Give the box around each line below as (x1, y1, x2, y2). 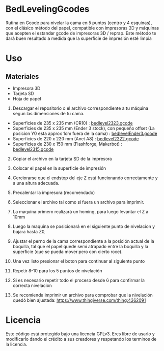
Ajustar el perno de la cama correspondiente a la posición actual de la (12, 238, 154, 244)
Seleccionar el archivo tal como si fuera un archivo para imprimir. (12, 199, 144, 205)
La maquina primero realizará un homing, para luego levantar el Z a (12, 208, 149, 215)
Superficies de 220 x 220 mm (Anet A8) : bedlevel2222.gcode (12, 135, 139, 141)
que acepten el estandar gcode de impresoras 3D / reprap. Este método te (5, 30, 157, 36)
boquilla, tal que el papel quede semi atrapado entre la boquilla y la (12, 243, 149, 249)
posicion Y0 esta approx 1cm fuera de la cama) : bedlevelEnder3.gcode (12, 130, 158, 136)
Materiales (5, 72, 39, 81)
